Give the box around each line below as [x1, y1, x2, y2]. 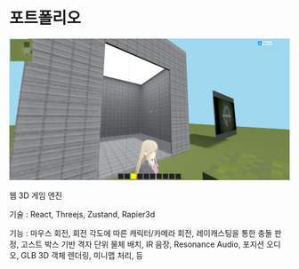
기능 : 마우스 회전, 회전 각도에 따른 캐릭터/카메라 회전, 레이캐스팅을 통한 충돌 [9, 228, 273, 239]
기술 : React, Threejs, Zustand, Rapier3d [9, 210, 156, 220]
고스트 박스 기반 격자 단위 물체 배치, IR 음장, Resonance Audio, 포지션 [20, 239, 265, 249]
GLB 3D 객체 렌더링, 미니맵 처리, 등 [20, 250, 144, 261]
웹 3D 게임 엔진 [9, 190, 62, 201]
